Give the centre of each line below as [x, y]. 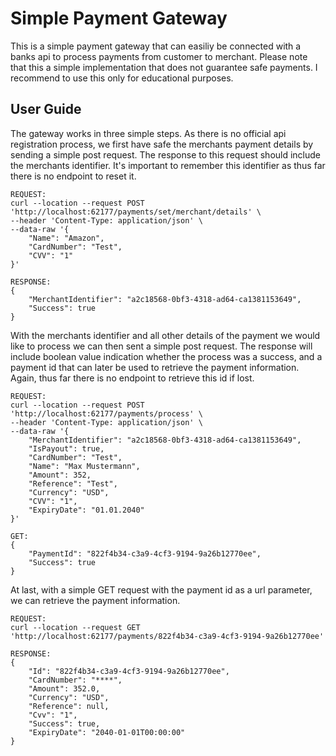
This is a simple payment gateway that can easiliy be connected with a [156, 46]
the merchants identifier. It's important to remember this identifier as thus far [168, 165]
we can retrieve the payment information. [95, 600]
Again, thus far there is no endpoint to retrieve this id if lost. [132, 378]
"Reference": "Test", [73, 483]
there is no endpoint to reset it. [73, 176]
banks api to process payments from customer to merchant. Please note [159, 56]
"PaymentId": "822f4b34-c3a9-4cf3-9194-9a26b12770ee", [145, 553]
